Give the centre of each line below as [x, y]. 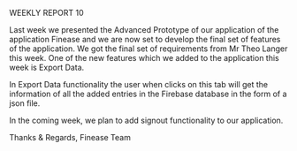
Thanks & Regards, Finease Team [70, 137]
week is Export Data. [47, 67]
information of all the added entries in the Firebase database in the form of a [148, 94]
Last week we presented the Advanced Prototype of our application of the [144, 30]
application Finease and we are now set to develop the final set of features [145, 39]
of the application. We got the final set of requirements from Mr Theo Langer [148, 49]
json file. [25, 103]
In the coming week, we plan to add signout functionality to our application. [146, 120]
